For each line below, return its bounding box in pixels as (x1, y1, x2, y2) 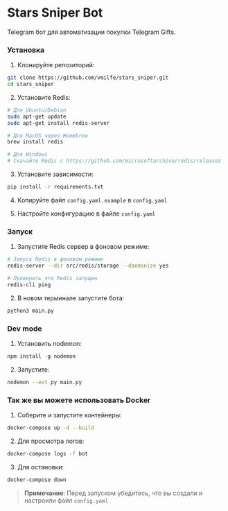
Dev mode (7, 324, 42, 334)
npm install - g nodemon (7, 352, 76, 360)
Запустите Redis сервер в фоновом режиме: (17, 243, 150, 251)
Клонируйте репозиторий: (17, 61, 95, 69)
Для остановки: (17, 462, 64, 471)
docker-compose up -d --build (7, 424, 95, 431)
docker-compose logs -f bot (7, 450, 89, 457)
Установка (7, 45, 45, 55)
